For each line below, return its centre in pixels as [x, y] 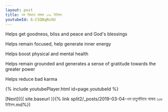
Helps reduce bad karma [31, 79]
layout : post [19, 10]
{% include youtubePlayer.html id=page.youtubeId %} [62, 89]
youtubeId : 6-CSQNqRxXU [31, 19]
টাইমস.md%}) [18, 105]
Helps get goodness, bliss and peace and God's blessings [66, 34]
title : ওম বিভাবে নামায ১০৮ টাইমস [34, 15]
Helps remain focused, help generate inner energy [58, 44]
